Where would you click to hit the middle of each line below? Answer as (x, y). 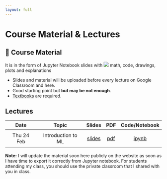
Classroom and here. (34, 85)
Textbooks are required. (37, 96)
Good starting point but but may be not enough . (62, 90)
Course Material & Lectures (63, 34)
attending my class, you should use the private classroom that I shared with (83, 166)
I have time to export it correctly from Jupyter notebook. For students (76, 161)
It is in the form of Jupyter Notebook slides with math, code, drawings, (80, 65)
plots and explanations (28, 70)
